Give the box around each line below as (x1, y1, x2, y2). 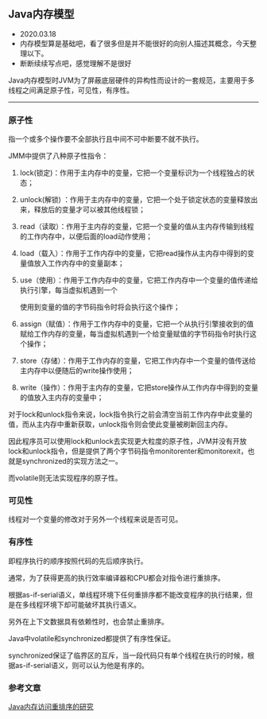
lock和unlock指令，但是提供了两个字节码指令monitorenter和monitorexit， (8, 446, 248, 456)
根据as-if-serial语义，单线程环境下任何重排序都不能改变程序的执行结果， (8, 589, 246, 599)
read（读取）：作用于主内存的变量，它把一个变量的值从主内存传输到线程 (19, 222, 254, 231)
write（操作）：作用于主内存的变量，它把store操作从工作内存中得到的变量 (19, 383, 259, 392)
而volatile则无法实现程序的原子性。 (8, 473, 122, 483)
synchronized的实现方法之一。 (21, 457, 123, 466)
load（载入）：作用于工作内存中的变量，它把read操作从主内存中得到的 (19, 249, 248, 258)
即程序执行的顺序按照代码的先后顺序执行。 (8, 556, 148, 565)
